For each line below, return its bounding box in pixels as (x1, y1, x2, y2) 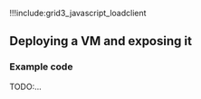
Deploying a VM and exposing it (9, 33, 193, 49)
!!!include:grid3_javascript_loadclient (9, 8, 147, 18)
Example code (9, 60, 73, 73)
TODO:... (9, 81, 43, 92)
